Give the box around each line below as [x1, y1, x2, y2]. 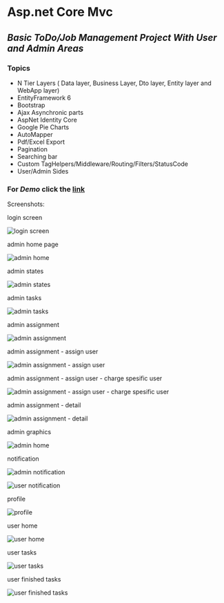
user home [7, 521, 38, 530]
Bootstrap [17, 101, 45, 109]
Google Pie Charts [17, 122, 70, 131]
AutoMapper [17, 130, 53, 138]
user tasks [7, 548, 37, 557]
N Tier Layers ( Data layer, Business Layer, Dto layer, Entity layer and [17, 79, 212, 87]
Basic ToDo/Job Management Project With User [7, 32, 217, 44]
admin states [7, 267, 44, 275]
